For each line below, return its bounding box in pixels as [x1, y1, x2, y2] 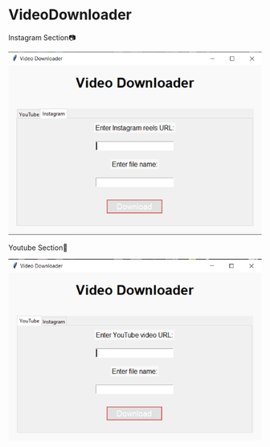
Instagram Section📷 [8, 32, 76, 42]
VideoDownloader [8, 6, 133, 24]
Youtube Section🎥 [8, 243, 68, 252]
